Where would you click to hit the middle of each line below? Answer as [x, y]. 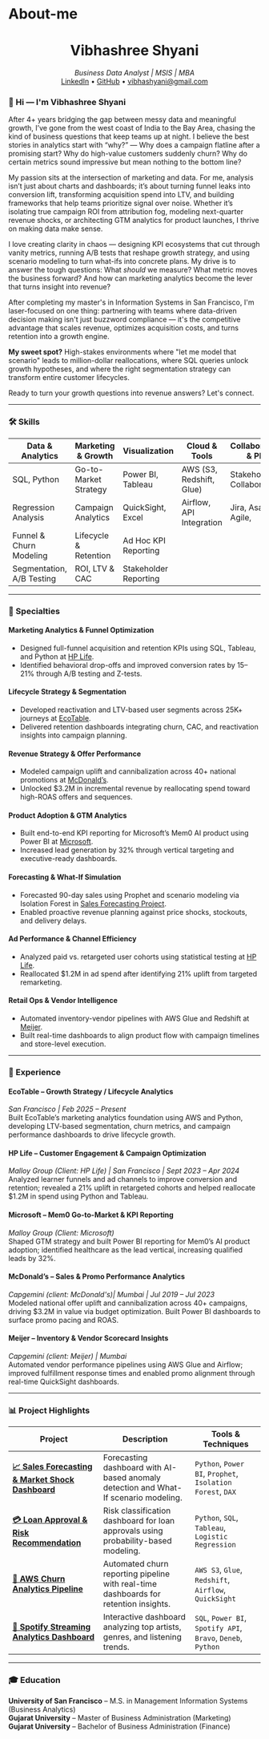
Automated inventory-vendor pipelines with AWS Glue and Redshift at [134, 1018]
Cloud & [202, 446]
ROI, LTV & [94, 568]
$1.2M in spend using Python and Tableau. [78, 1196]
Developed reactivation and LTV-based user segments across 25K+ [131, 710]
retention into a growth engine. [59, 337]
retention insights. [137, 1604]
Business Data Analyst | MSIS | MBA [134, 73]
